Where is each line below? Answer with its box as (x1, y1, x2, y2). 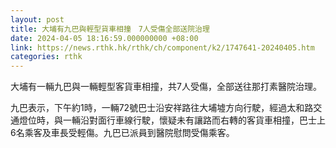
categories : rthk (10, 52, 83, 62)
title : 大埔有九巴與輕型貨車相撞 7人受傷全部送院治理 (10, 24, 210, 34)
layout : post (10, 14, 65, 25)
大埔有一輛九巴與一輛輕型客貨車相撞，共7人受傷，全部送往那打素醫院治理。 (10, 81, 322, 93)
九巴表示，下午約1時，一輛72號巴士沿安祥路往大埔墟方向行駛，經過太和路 (10, 102, 314, 114)
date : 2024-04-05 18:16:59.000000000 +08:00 (10, 33, 199, 43)
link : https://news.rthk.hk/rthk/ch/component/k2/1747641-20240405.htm (10, 42, 315, 53)
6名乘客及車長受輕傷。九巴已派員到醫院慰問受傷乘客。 (10, 127, 235, 139)
